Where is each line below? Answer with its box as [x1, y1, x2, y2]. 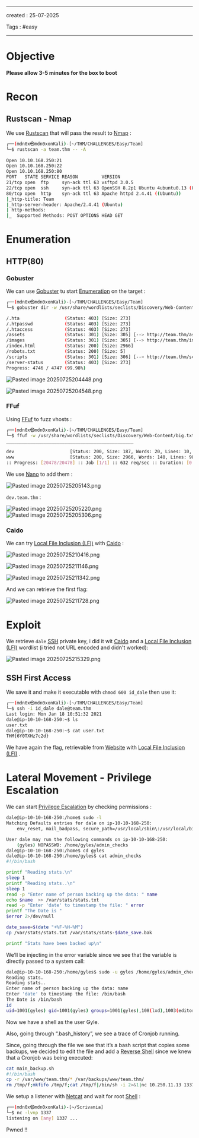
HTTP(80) [6, 256, 44, 266]
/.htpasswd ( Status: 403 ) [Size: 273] [6, 321, 131, 327]
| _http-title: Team [6, 196, 54, 202]
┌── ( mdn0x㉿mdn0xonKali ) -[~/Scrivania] [6, 1104, 104, 1111]
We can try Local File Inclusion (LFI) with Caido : [6, 540, 124, 547]
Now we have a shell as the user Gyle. [6, 1018, 99, 1025]
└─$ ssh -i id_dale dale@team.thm [6, 706, 92, 712]
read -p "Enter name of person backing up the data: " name [6, 892, 158, 897]
